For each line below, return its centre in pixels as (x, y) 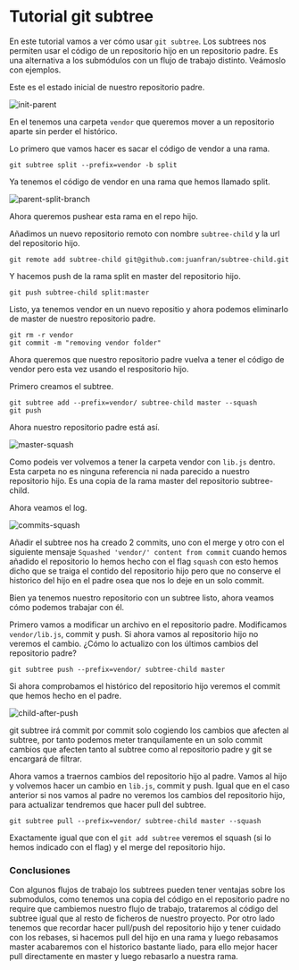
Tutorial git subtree (82, 17)
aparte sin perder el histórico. (63, 131)
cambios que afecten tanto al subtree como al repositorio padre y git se (141, 749)
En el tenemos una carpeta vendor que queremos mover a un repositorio (142, 122)
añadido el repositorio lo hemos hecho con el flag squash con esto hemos (144, 561)
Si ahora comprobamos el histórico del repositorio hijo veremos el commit (145, 685)
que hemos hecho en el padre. (66, 695)
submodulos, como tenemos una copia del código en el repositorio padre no (149, 899)
